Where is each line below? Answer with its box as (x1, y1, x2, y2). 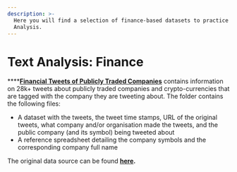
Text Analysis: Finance (7, 54, 144, 70)
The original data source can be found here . (7, 156, 136, 166)
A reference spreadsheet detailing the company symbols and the (17, 135, 207, 145)
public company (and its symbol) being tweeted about (17, 128, 175, 137)
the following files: (7, 99, 61, 108)
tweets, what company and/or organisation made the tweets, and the (17, 121, 219, 129)
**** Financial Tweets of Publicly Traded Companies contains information (7, 77, 224, 85)
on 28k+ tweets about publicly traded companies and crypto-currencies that (7, 85, 230, 93)
